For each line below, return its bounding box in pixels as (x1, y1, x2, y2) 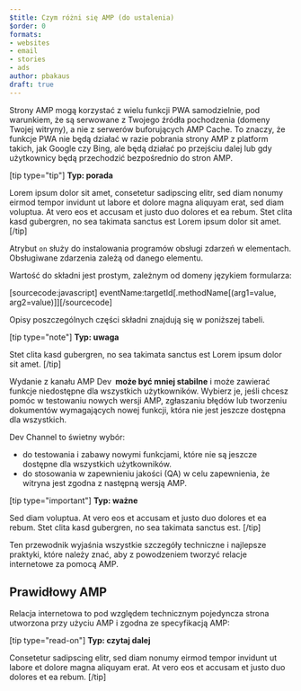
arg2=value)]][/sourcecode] (9, 297, 112, 307)
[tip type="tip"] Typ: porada (9, 170, 114, 181)
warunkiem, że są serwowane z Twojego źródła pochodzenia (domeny (9, 114, 270, 125)
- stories (9, 55, 47, 64)
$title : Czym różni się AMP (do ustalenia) (9, 13, 175, 22)
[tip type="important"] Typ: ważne (9, 495, 138, 506)
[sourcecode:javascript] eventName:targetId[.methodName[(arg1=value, (9, 287, 277, 297)
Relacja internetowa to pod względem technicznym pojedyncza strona (9, 608, 270, 619)
